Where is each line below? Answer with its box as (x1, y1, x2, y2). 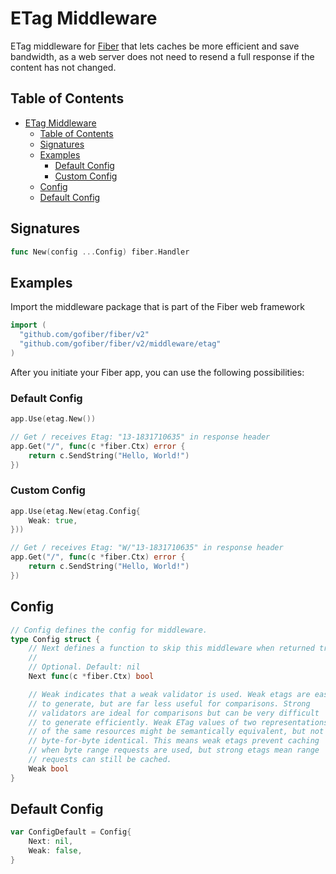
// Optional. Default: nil (28, 662, 141, 672)
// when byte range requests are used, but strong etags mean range (28, 745, 320, 756)
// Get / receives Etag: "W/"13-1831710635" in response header (10, 543, 284, 553)
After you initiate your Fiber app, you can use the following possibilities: (10, 366, 305, 378)
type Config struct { (10, 634, 101, 644)
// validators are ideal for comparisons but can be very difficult (28, 708, 320, 718)
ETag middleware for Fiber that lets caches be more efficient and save (10, 40, 300, 52)
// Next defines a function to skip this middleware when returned (28, 643, 315, 654)
